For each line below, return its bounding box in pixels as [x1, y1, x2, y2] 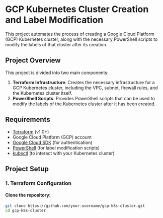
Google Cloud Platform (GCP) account [12, 134, 92, 140]
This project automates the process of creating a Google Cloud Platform [5, 31, 154, 37]
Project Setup [5, 165, 49, 173]
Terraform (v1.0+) [12, 128, 49, 134]
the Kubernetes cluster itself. [12, 90, 72, 96]
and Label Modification [5, 14, 104, 26]
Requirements [5, 115, 50, 124]
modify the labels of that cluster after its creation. [5, 41, 108, 47]
